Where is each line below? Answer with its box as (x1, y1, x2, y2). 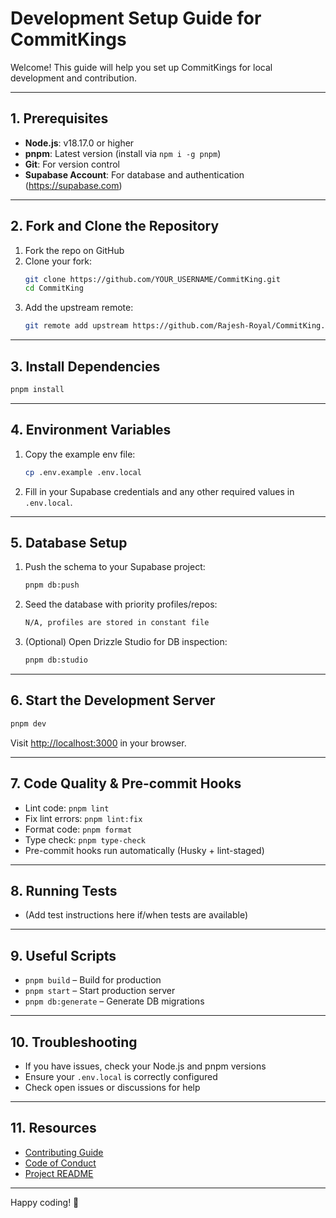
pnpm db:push (24, 580, 80, 591)
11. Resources (10, 1120, 97, 1137)
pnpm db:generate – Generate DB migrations (24, 995, 205, 1007)
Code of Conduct (24, 1157, 97, 1169)
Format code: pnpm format (24, 823, 132, 835)
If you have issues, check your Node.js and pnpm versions (24, 1060, 267, 1072)
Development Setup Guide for (10, 7, 262, 30)
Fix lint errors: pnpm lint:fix (24, 812, 143, 824)
